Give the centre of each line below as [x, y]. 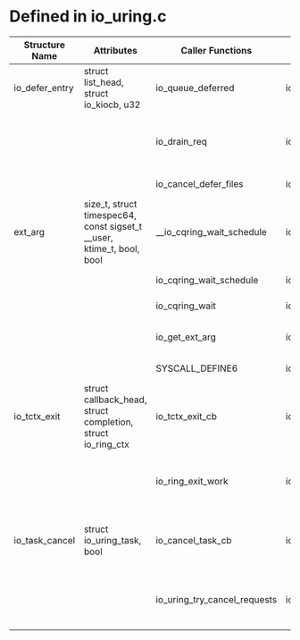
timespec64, [110, 215]
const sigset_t [113, 226]
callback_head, [115, 400]
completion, [108, 422]
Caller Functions [217, 50]
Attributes [116, 50]
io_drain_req [182, 141]
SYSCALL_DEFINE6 [197, 368]
